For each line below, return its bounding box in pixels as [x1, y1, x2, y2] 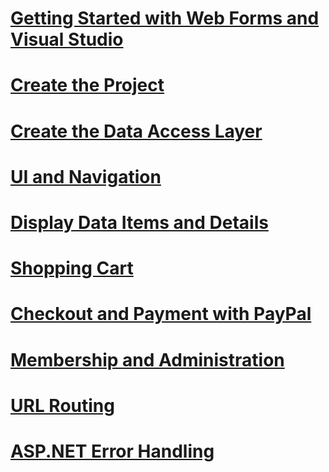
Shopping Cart [10, 257, 134, 280]
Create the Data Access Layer [10, 120, 263, 142]
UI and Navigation [10, 165, 162, 188]
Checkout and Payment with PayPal [10, 303, 312, 326]
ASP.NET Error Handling [10, 440, 215, 462]
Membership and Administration [10, 348, 285, 371]
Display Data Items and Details [10, 211, 269, 234]
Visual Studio [10, 28, 124, 51]
